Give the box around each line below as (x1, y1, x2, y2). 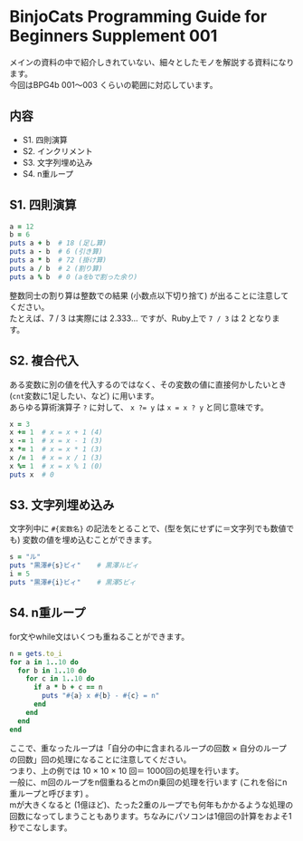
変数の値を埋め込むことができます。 (22, 535, 156, 546)
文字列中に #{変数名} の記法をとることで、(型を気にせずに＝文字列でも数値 (9, 523, 287, 534)
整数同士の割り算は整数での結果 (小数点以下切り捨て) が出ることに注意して (9, 290, 289, 301)
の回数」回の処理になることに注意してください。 (9, 754, 192, 765)
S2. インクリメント (22, 145, 93, 156)
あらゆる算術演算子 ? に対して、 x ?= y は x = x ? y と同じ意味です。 (9, 401, 269, 412)
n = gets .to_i (9, 649, 63, 658)
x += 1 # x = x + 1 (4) (9, 428, 103, 437)
